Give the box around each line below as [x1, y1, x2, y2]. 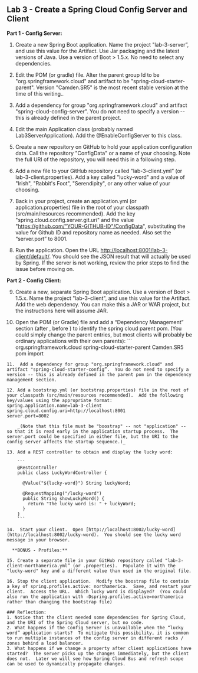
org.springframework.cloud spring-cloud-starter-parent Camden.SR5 [15, 344, 184, 351]
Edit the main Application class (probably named [15, 125, 133, 132]
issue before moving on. [15, 265, 74, 272]
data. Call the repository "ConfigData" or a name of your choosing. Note [15, 149, 191, 156]
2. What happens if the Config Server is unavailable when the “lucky [6, 625, 184, 630]
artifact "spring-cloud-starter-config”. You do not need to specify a [6, 366, 189, 373]
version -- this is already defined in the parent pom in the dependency [6, 371, 192, 377]
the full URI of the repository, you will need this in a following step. [15, 156, 176, 163]
